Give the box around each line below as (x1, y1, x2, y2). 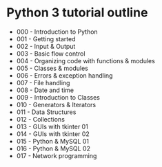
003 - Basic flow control (16, 49, 85, 58)
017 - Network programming (16, 151, 97, 159)
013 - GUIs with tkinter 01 (16, 122, 89, 131)
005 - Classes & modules (16, 64, 89, 72)
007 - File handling (16, 78, 70, 87)
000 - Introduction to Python (16, 27, 98, 36)
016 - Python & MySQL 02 (16, 144, 91, 153)
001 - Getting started (16, 34, 76, 43)
